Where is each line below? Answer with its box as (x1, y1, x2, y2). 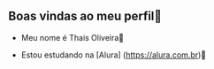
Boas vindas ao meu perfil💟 (8, 9, 163, 24)
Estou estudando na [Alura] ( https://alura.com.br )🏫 (20, 50, 207, 60)
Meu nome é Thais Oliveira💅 (20, 32, 125, 42)
